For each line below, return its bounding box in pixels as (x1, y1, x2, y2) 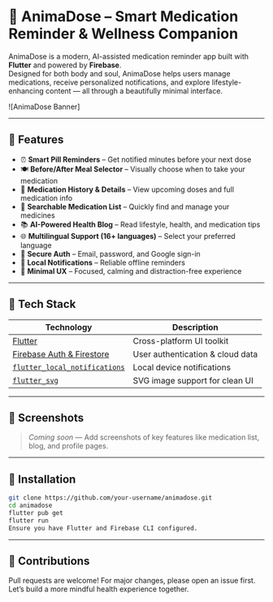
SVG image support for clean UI (132, 375, 253, 386)
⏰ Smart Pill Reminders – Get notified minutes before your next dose (19, 154, 252, 164)
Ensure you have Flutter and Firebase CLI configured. (8, 524, 198, 532)
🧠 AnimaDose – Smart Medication (8, 7, 239, 26)
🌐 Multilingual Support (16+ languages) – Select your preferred (19, 231, 236, 240)
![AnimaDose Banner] (8, 102, 80, 111)
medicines (19, 210, 55, 220)
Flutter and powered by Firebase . (8, 60, 122, 70)
